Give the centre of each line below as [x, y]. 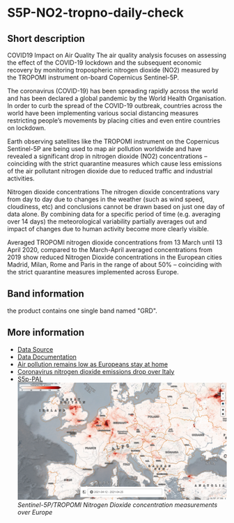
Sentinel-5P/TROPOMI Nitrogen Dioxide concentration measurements [117, 505]
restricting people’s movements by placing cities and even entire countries [114, 120]
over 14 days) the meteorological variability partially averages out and [107, 221]
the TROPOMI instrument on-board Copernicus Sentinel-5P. [93, 77]
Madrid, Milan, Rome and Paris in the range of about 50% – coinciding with [115, 265]
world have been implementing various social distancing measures [103, 113]
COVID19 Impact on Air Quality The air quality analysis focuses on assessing [117, 55]
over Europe [35, 512]
